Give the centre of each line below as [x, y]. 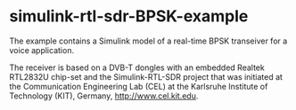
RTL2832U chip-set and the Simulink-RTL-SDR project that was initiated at [146, 76]
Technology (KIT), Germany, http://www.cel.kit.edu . [104, 96]
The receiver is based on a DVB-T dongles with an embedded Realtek [137, 67]
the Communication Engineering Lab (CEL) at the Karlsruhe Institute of [139, 86]
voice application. [41, 50]
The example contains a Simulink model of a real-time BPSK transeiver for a [148, 41]
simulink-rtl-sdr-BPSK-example [129, 16]
